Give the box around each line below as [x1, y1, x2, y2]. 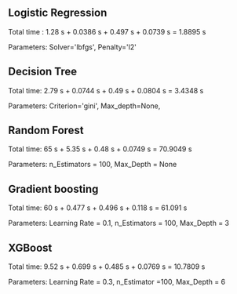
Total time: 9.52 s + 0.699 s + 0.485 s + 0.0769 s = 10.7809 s [8, 262, 206, 271]
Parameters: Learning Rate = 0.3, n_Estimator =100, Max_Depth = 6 [8, 278, 226, 287]
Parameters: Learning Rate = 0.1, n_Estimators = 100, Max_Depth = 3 [8, 219, 230, 228]
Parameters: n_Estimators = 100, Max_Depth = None [8, 160, 177, 169]
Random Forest [8, 124, 84, 137]
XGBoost [8, 241, 53, 254]
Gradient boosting [8, 182, 99, 195]
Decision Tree [8, 65, 77, 78]
